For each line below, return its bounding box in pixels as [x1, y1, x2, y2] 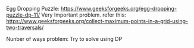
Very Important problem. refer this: [41, 11, 126, 18]
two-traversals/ [6, 24, 44, 31]
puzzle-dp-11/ [6, 11, 40, 18]
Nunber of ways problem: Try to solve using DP [6, 36, 123, 42]
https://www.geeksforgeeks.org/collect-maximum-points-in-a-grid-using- [6, 18, 189, 24]
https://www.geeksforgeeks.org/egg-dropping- [60, 5, 177, 12]
